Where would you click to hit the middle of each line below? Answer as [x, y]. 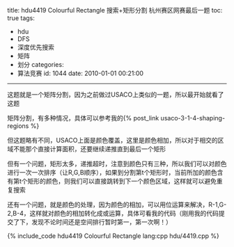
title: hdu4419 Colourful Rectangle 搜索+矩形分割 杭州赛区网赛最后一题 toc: [115, 10]
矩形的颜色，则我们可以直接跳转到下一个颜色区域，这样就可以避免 [122, 181]
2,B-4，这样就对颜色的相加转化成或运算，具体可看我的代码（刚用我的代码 [113, 213]
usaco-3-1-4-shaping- [193, 118]
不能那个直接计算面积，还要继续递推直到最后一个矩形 [89, 149]
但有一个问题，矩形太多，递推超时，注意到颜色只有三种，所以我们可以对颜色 [117, 164]
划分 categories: [40, 64]
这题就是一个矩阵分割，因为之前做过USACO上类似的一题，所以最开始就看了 [116, 95]
